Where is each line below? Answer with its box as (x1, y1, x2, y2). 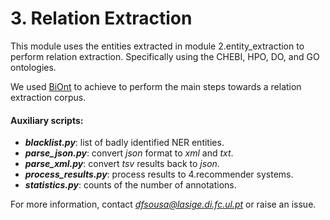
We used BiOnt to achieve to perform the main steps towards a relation (10, 80, 302, 92)
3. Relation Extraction (10, 7, 193, 30)
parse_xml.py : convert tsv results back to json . (24, 158, 220, 170)
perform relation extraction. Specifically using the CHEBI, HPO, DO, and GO (10, 50, 320, 62)
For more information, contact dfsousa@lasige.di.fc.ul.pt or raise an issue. (10, 198, 317, 211)
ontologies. (10, 61, 57, 73)
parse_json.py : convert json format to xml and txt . (24, 147, 234, 159)
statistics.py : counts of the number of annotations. (24, 179, 237, 191)
